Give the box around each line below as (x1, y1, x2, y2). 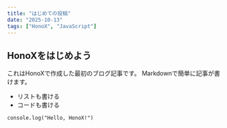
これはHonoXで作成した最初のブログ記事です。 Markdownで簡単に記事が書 (7, 69, 220, 77)
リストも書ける (17, 92, 60, 101)
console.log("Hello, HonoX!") (7, 114, 94, 122)
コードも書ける (17, 101, 60, 110)
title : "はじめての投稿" (7, 10, 71, 17)
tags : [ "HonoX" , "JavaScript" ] (7, 23, 97, 29)
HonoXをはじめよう (7, 49, 91, 62)
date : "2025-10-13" (7, 16, 63, 23)
